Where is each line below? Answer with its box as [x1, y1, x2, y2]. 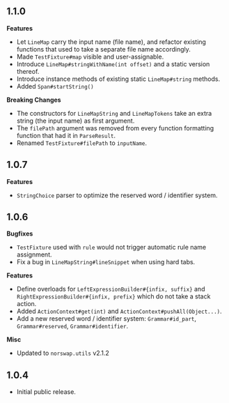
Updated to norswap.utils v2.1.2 [16, 349, 109, 358]
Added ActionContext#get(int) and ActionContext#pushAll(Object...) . [16, 307, 222, 316]
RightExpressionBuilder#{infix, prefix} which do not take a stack [16, 292, 211, 301]
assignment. [16, 250, 52, 259]
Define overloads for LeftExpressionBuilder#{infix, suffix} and [16, 285, 205, 294]
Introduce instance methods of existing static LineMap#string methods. [16, 75, 221, 83]
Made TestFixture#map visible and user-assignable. [16, 52, 164, 61]
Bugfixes [6, 229, 33, 238]
